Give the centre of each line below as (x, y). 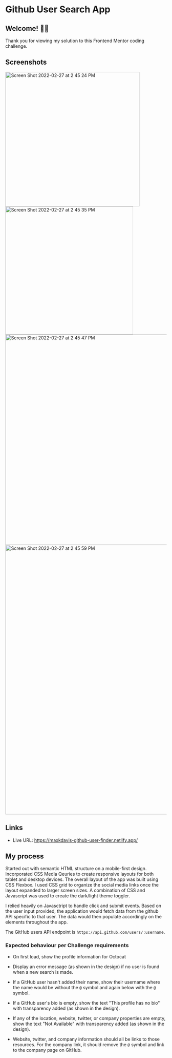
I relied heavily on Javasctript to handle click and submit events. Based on (83, 906)
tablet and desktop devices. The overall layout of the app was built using (82, 879)
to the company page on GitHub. (47, 1050)
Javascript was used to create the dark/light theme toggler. (68, 896)
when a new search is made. (43, 972)
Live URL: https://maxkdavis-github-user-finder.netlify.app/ (75, 840)
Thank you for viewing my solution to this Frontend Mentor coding (75, 41)
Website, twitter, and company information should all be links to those (86, 1039)
